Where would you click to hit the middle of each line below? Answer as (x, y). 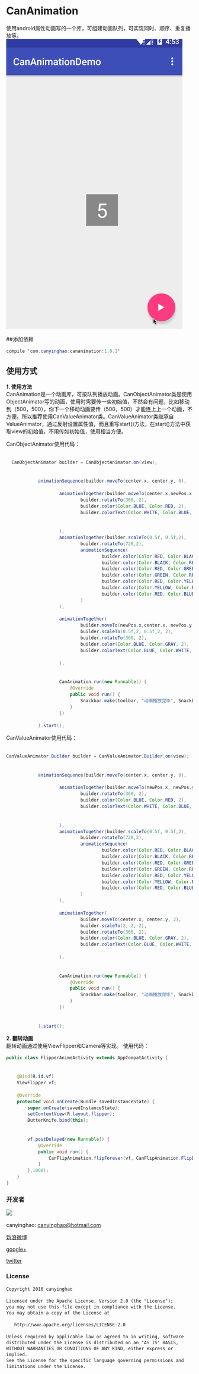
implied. (17, 1355)
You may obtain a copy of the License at (58, 1313)
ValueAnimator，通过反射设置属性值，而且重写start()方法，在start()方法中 (96, 424)
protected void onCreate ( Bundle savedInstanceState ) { (86, 1101)
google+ (16, 1249)
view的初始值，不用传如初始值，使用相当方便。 (69, 431)
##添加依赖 (20, 339)
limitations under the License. (46, 1367)
